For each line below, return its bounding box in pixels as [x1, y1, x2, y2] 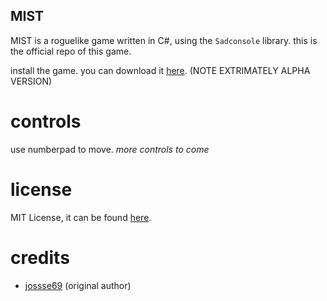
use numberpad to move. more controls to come [10, 143, 210, 155]
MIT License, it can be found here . [10, 211, 152, 223]
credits [10, 246, 70, 269]
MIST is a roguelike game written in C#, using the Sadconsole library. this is [10, 34, 318, 46]
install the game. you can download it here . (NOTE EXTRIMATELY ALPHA [10, 64, 311, 76]
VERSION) [10, 75, 53, 87]
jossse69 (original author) [24, 279, 132, 291]
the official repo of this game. [10, 45, 132, 57]
